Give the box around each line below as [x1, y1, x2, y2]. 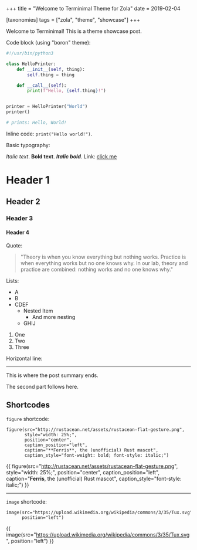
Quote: [6, 242, 23, 249]
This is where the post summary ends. [6, 372, 98, 379]
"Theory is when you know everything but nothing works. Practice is [20, 253, 186, 260]
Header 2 [6, 196, 41, 207]
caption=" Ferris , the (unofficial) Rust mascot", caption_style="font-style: [6, 475, 182, 483]
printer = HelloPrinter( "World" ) [6, 104, 88, 110]
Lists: [6, 277, 19, 284]
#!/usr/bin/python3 [6, 50, 54, 56]
